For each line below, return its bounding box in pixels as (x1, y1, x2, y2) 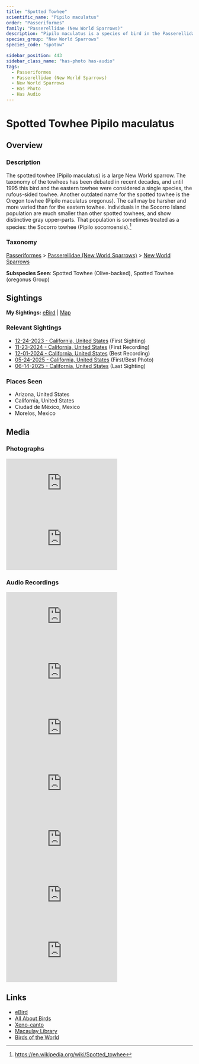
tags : (6, 64, 20, 70)
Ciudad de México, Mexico (14, 404, 81, 411)
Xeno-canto (14, 1021, 44, 1028)
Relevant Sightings (6, 323, 62, 332)
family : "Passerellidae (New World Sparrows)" (6, 25, 123, 32)
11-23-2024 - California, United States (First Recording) (14, 343, 150, 351)
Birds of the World (14, 1034, 59, 1041)
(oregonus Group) (6, 276, 50, 283)
